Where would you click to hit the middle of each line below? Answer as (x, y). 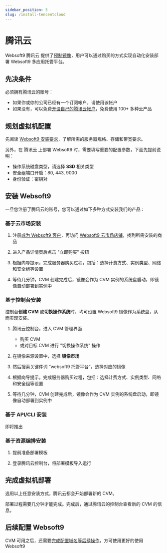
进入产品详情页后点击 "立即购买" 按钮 (51, 252)
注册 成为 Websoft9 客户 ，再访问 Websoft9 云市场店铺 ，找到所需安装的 (85, 235)
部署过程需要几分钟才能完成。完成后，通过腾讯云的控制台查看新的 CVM (79, 504)
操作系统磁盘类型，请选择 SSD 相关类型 (53, 167)
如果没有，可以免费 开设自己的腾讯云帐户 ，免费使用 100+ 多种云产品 (82, 109)
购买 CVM (30, 339)
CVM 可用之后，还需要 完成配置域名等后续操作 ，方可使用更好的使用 (74, 541)
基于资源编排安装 (26, 441)
